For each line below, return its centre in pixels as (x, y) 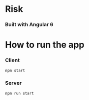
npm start (15, 70)
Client (12, 60)
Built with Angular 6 (29, 25)
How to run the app (45, 45)
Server (14, 83)
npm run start (20, 93)
